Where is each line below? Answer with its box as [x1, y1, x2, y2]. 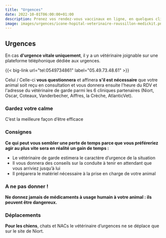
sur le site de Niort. [5, 228, 44, 234]
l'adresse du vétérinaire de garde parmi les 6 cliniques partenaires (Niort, [5, 88, 154, 94]
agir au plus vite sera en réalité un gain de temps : [5, 145, 109, 151]
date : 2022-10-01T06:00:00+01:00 [5, 12, 74, 17]
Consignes [5, 129, 32, 136]
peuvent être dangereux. [5, 199, 58, 205]
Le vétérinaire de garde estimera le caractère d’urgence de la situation [12, 154, 156, 161]
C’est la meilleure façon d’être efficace [5, 116, 83, 122]
